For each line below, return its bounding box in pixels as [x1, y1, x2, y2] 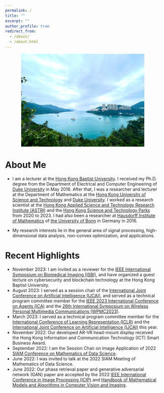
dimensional [12, 233, 37, 239]
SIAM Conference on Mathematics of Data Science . [12, 350, 117, 356]
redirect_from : [5, 29, 36, 34]
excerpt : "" [5, 18, 30, 23]
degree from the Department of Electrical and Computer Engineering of [12, 181, 158, 187]
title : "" [5, 13, 26, 18]
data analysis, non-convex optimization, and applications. [38, 233, 155, 239]
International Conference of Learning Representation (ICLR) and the [12, 319, 150, 325]
